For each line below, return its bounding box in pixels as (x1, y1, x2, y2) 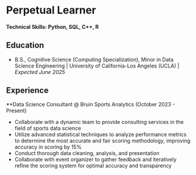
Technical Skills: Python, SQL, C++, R (6, 23, 99, 30)
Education (6, 41, 45, 51)
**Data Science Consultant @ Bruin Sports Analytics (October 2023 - (6, 101, 175, 108)
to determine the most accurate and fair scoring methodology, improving (14, 137, 191, 144)
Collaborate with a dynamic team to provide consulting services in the (14, 119, 184, 126)
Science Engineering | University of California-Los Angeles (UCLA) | (14, 62, 180, 69)
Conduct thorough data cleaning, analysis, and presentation (14, 150, 160, 157)
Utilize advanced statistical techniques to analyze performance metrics (14, 131, 187, 138)
